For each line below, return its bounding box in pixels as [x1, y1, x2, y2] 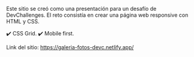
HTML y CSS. [6, 18, 40, 25]
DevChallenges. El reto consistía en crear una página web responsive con [6, 11, 189, 19]
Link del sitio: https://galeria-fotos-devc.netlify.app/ [6, 44, 134, 50]
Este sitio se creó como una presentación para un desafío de [6, 5, 157, 12]
